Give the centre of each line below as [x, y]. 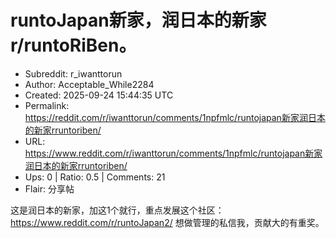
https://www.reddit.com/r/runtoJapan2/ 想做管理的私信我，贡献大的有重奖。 [167, 222]
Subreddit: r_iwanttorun [73, 73]
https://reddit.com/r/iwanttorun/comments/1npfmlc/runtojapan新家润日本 [175, 117]
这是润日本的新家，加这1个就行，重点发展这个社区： [117, 210]
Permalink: [47, 105]
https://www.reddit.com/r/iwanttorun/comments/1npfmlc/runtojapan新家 [173, 153]
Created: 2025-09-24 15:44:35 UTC [99, 95]
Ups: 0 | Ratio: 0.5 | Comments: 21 [95, 177]
